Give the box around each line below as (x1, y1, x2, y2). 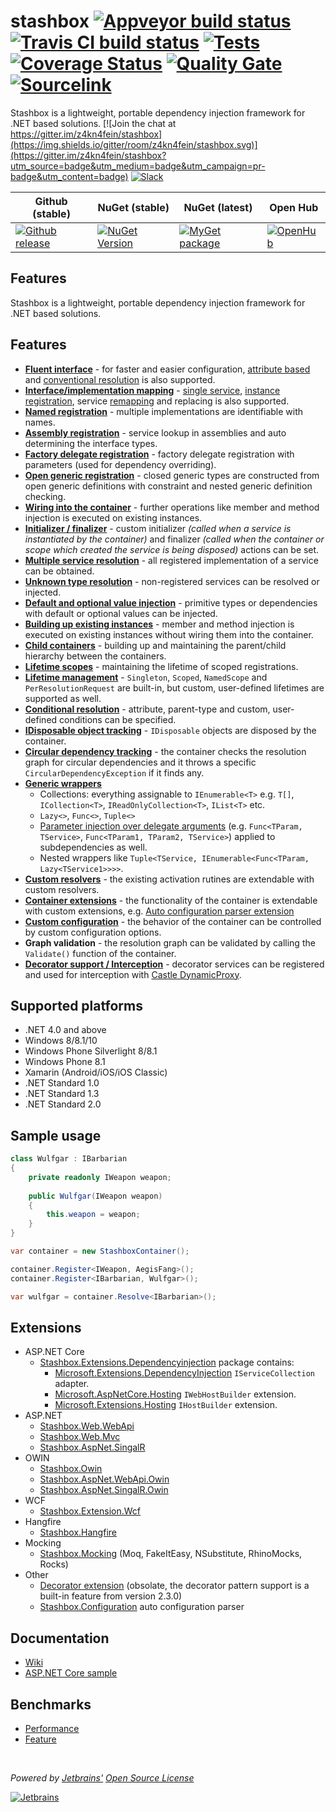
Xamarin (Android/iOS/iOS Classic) (24, 1066, 168, 1079)
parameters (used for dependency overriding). (24, 458, 217, 470)
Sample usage (10, 1127, 102, 1144)
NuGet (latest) (183, 200, 253, 214)
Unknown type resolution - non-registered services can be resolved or (24, 575, 320, 587)
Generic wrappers (24, 777, 102, 789)
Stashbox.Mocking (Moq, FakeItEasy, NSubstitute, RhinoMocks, (39, 1548, 303, 1560)
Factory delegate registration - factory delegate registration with (24, 448, 295, 460)
